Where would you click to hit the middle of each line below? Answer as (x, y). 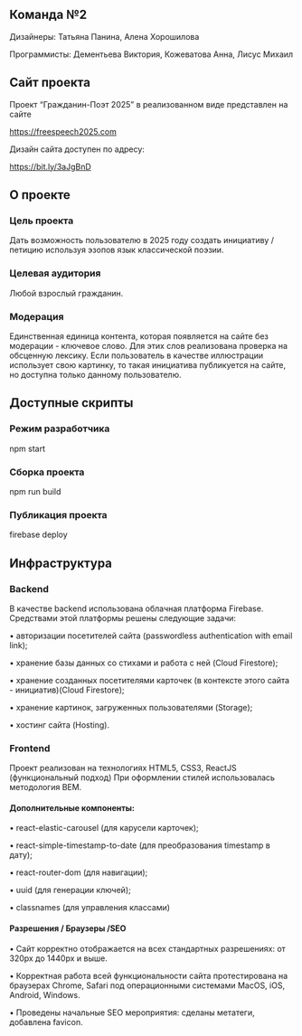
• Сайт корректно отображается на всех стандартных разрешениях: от (148, 948)
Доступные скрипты (71, 403)
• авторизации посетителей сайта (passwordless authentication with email (151, 636)
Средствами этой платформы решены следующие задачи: (123, 617)
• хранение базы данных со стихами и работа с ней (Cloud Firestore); (144, 663)
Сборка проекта (47, 472)
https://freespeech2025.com (63, 131)
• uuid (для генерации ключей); (70, 890)
